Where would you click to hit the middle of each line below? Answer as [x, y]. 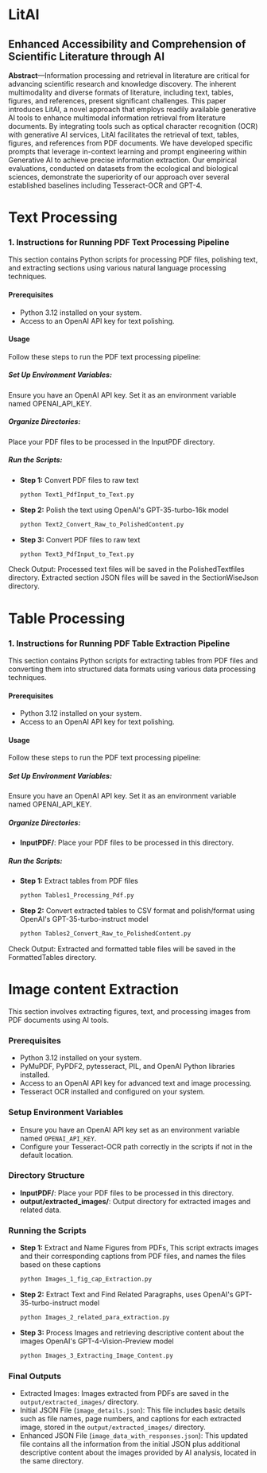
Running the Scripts [47, 1230]
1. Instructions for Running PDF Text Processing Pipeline [119, 243]
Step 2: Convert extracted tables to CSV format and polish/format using [137, 911]
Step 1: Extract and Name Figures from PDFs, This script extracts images [139, 1248]
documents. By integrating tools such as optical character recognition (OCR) [133, 126]
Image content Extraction [93, 990]
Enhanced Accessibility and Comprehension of [127, 44]
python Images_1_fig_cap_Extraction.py [86, 1279]
